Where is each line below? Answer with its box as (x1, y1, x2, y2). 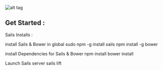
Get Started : (5, 19, 45, 27)
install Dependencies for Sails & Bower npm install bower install (5, 50, 134, 56)
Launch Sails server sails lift (5, 60, 62, 66)
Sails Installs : (5, 32, 33, 38)
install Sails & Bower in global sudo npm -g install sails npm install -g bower (5, 41, 158, 47)
